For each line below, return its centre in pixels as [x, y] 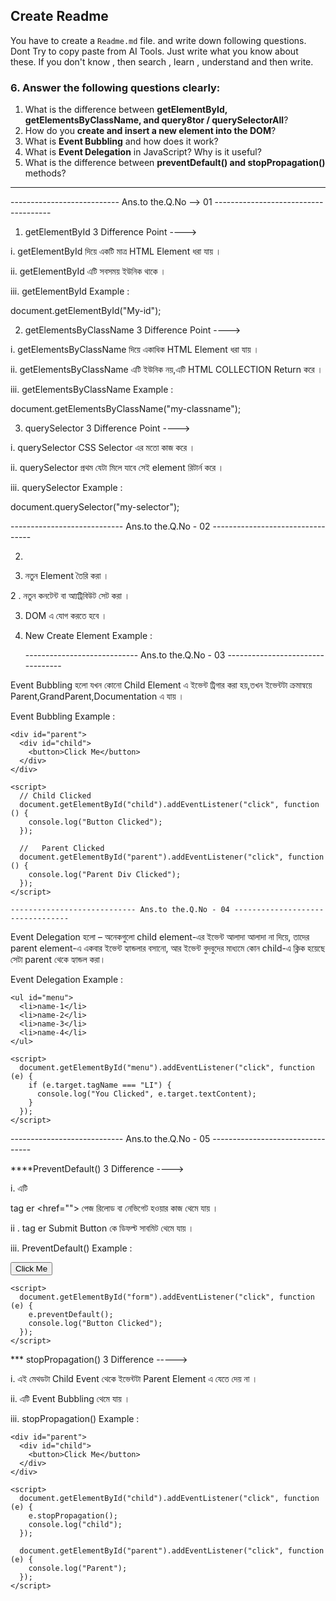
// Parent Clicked [62, 849]
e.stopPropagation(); [73, 1516]
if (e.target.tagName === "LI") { [100, 1085]
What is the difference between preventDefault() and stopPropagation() [175, 163]
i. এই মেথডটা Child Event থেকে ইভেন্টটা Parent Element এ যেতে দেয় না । [134, 1379]
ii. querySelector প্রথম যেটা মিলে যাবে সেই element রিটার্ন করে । [117, 468]
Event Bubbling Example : [63, 716]
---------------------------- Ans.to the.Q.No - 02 [110, 526]
